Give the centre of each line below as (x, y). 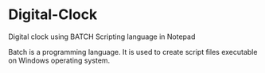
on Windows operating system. (59, 60)
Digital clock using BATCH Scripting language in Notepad (102, 36)
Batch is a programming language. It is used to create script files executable (133, 52)
